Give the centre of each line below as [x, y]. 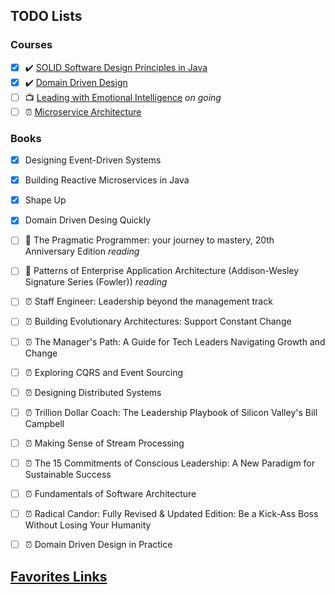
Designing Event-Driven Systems [93, 160]
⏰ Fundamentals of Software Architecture [110, 493]
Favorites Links [59, 576]
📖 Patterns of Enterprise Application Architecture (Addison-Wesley [162, 271]
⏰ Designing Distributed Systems [93, 392]
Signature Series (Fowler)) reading [96, 282]
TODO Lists [46, 16]
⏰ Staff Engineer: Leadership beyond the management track [148, 301]
